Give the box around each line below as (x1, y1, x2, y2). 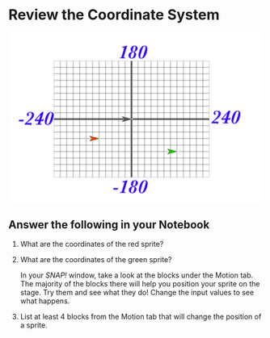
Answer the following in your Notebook (8, 218, 210, 232)
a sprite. (19, 320, 48, 330)
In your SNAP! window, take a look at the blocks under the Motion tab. (19, 270, 254, 280)
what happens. (19, 296, 70, 306)
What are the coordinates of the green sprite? (19, 255, 172, 265)
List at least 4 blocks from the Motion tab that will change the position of (19, 312, 262, 322)
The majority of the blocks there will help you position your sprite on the (19, 279, 260, 289)
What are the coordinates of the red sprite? (19, 240, 164, 249)
